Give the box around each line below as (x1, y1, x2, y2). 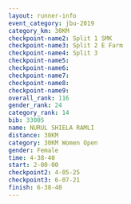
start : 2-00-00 (8, 161, 59, 169)
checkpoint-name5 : (8, 57, 69, 65)
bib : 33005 (8, 116, 45, 124)
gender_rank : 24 (8, 101, 62, 109)
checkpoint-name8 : (8, 79, 69, 87)
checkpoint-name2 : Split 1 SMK (8, 34, 113, 43)
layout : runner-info (8, 11, 77, 20)
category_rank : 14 (8, 109, 69, 117)
